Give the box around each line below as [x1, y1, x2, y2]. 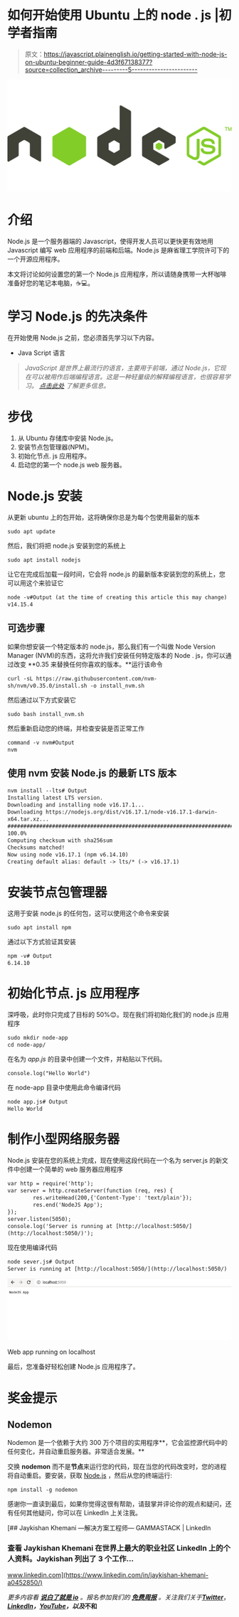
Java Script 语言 [17, 348, 65, 357]
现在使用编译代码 [7, 1243, 58, 1252]
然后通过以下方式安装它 [7, 695, 76, 704]
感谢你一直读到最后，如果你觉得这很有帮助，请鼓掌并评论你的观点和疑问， [7, 1500, 225, 1508]
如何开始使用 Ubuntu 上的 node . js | [7, 7, 219, 23]
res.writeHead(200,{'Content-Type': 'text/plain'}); [33, 1195, 193, 1202]
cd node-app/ [7, 1042, 46, 1049]
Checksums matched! [7, 844, 65, 851]
